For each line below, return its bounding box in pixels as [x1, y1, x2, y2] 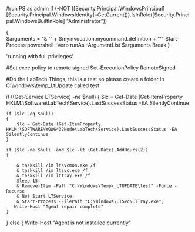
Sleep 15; [16, 178, 41, 184]
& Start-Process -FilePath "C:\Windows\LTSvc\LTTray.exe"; [16, 198, 164, 204]
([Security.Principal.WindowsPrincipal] [71, 5, 165, 12]
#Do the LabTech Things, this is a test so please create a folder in [6, 76, 164, 82]
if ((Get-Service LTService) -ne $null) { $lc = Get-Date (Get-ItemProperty [6, 94, 183, 100]
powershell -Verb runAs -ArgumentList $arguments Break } [27, 41, 170, 48]
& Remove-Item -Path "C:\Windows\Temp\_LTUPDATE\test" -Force [16, 183, 172, 189]
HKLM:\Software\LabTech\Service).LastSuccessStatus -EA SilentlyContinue [6, 100, 189, 107]
